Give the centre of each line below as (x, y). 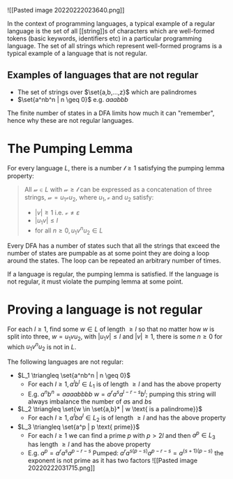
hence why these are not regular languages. (70, 120)
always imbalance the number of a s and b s (90, 401)
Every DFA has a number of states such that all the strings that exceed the (114, 245)
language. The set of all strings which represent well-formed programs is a (115, 46)
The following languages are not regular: (66, 362)
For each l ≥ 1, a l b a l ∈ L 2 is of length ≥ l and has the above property (127, 418)
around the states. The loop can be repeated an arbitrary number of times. (114, 260)
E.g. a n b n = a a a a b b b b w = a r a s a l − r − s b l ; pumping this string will (122, 394)
